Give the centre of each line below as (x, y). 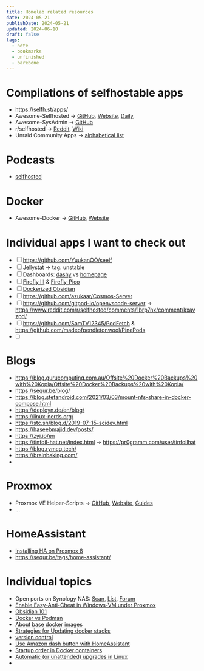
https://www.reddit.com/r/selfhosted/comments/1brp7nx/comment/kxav (105, 310)
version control (34, 637)
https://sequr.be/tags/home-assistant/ (63, 557)
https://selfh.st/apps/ (42, 109)
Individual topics (49, 582)
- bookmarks (27, 52)
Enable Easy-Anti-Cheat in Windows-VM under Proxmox (85, 605)
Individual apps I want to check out (96, 243)
